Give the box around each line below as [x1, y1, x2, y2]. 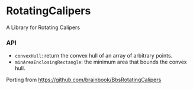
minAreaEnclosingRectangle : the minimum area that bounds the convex [14, 58, 187, 66]
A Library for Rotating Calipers [6, 24, 81, 31]
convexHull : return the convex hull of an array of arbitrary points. [14, 52, 173, 59]
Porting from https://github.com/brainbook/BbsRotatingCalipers [6, 76, 162, 84]
